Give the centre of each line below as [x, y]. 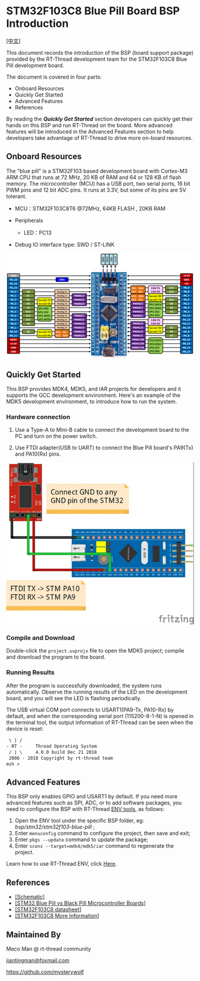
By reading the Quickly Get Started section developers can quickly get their [100, 119]
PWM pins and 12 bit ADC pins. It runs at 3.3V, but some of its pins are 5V [96, 190]
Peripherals [29, 220]
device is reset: [25, 728]
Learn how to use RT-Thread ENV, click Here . [62, 864]
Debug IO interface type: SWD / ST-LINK [65, 245]
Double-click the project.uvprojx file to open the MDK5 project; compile [95, 651]
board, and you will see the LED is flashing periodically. [74, 698]
